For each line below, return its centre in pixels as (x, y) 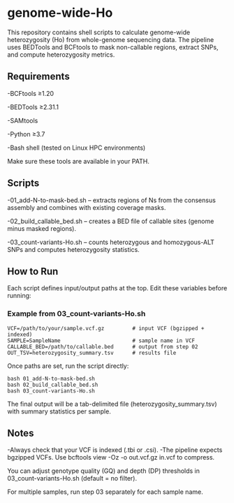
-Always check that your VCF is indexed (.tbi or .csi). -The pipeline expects (115, 450)
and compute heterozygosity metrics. (61, 55)
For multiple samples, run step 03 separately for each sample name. (105, 492)
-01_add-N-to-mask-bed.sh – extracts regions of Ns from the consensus (112, 200)
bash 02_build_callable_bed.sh (53, 385)
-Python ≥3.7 (26, 134)
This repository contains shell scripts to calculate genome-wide (99, 32)
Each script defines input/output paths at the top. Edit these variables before (117, 288)
